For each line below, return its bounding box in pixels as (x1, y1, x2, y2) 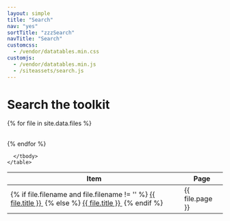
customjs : (7, 55, 36, 62)
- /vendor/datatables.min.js (13, 61, 97, 68)
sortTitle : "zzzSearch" (7, 29, 75, 36)
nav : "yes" (7, 23, 38, 29)
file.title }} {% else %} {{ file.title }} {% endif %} (10, 198, 163, 208)
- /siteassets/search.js (13, 67, 84, 74)
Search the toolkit (7, 96, 110, 112)
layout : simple (7, 10, 51, 17)
